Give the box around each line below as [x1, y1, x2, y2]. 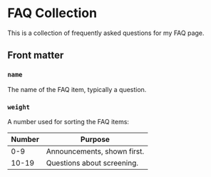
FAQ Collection [7, 5, 98, 21]
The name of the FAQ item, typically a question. [7, 85, 147, 93]
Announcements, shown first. [46, 146, 145, 156]
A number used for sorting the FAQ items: [7, 117, 130, 126]
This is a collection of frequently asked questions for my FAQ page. [7, 29, 205, 37]
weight [7, 103, 31, 111]
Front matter [7, 49, 64, 61]
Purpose [81, 134, 110, 144]
